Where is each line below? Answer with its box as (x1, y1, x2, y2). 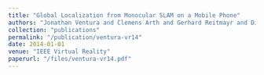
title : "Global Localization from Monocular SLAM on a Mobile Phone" (8, 11, 241, 20)
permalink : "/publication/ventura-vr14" (8, 33, 143, 41)
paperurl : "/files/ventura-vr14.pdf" (8, 55, 132, 63)
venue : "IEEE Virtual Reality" (8, 48, 111, 55)
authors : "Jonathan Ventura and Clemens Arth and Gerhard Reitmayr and (8, 19, 247, 27)
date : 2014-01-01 (8, 41, 65, 48)
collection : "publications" (8, 26, 101, 34)
